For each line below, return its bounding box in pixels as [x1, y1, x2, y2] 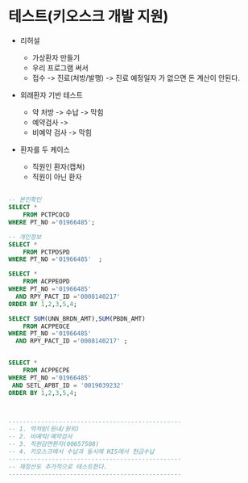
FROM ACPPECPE [23, 367, 70, 375]
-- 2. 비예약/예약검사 [8, 433, 72, 441]
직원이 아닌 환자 [31, 171, 82, 182]
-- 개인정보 [8, 233, 42, 241]
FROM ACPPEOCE [23, 322, 70, 330]
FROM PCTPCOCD [23, 211, 70, 219]
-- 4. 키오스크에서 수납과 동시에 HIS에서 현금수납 [8, 447, 155, 456]
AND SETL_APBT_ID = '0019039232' [11, 381, 125, 389]
